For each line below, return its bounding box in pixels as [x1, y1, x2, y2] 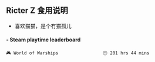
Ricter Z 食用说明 [6, 5, 69, 16]
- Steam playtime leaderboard [6, 36, 81, 43]
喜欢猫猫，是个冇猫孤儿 [14, 22, 72, 30]
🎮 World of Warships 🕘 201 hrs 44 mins [6, 50, 150, 56]
